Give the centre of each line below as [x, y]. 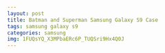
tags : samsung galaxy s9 [43, 26]
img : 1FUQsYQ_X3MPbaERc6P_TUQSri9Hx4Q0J [66, 39]
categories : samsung [37, 33]
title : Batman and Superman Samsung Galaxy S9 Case [82, 20]
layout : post [26, 13]
